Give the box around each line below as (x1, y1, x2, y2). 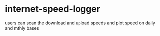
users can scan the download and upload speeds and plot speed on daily (5, 20, 155, 26)
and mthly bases (5, 25, 39, 31)
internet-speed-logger (5, 3, 100, 15)
